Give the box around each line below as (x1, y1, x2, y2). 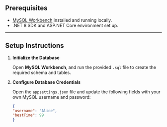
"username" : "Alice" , (12, 108, 58, 113)
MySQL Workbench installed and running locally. (12, 17, 112, 23)
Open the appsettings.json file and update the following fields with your (12, 89, 161, 95)
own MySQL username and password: (12, 94, 91, 100)
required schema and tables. (12, 69, 71, 75)
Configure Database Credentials (12, 79, 81, 85)
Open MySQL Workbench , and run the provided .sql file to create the (12, 64, 157, 70)
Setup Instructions (5, 42, 64, 50)
